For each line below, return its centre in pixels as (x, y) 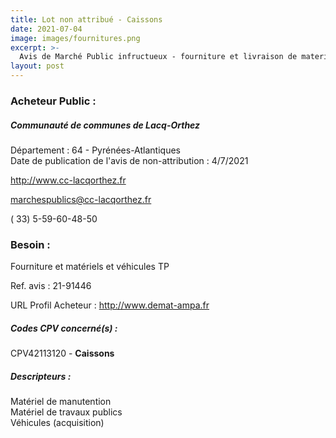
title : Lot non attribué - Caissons (86, 19)
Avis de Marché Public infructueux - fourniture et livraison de (158, 57)
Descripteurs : (41, 376)
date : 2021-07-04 (46, 29)
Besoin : (30, 244)
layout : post (37, 66)
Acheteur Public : (53, 101)
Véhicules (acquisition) (57, 423)
